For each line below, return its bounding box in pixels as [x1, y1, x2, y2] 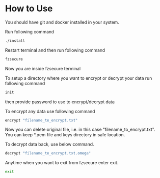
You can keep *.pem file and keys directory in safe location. [5, 132, 125, 138]
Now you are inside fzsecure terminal [5, 65, 81, 71]
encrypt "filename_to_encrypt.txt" [5, 118, 78, 123]
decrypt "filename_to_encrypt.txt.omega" [5, 151, 91, 156]
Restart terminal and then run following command [5, 47, 106, 53]
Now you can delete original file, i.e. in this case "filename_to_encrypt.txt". [5, 126, 156, 133]
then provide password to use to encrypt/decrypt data [5, 99, 115, 105]
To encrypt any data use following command [5, 108, 95, 114]
